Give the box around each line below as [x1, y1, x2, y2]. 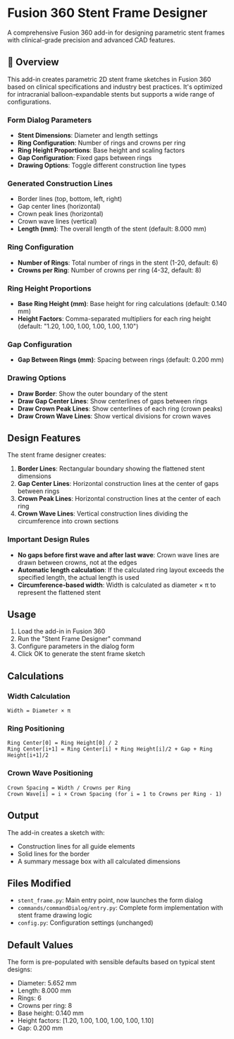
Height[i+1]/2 [7, 752, 49, 759]
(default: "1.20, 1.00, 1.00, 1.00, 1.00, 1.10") [17, 322, 139, 330]
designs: [7, 965, 32, 974]
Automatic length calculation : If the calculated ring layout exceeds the [17, 566, 224, 574]
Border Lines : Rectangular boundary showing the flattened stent [17, 464, 205, 473]
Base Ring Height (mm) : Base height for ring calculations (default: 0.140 [17, 299, 227, 308]
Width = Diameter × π [7, 707, 71, 715]
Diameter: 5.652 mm [17, 979, 78, 988]
